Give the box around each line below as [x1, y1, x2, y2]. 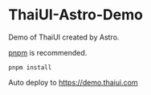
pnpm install [8, 63, 52, 72]
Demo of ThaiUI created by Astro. [8, 32, 120, 42]
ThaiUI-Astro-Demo [8, 6, 143, 24]
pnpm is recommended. [8, 47, 88, 57]
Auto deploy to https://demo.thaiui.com [8, 77, 138, 87]
